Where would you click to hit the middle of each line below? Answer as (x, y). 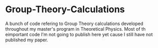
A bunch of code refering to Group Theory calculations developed (74, 23)
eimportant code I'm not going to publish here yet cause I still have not (79, 34)
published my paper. (27, 40)
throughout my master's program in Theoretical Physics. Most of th (75, 29)
